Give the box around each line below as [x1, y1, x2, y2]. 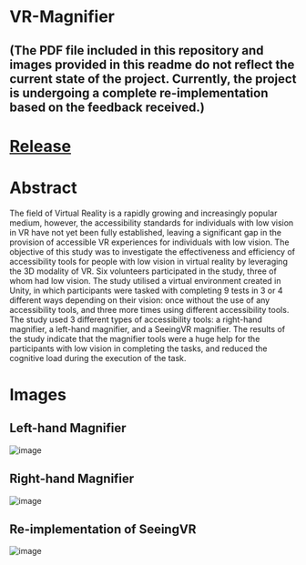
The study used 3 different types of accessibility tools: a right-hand [9, 314, 262, 325]
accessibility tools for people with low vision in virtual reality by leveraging [9, 256, 289, 267]
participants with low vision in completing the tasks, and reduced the [9, 343, 268, 354]
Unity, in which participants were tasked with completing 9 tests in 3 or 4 [9, 285, 283, 296]
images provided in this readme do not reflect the [9, 56, 295, 72]
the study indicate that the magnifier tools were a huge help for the [9, 333, 260, 344]
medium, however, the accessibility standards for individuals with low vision [9, 217, 294, 228]
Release [9, 136, 71, 156]
